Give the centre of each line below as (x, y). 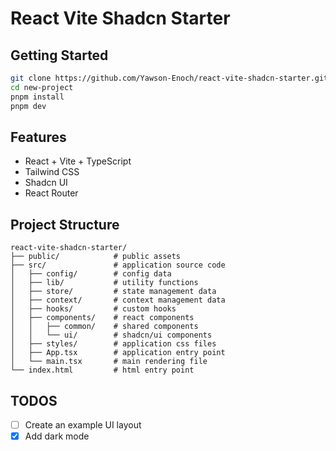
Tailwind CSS (52, 172)
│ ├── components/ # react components (102, 318)
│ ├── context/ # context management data (118, 300)
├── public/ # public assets (96, 257)
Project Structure (65, 224)
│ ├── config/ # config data (91, 274)
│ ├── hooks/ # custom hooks (93, 309)
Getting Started (59, 55)
